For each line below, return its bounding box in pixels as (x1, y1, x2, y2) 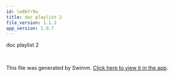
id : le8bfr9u (6, 8, 38, 15)
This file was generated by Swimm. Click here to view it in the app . (6, 65, 169, 72)
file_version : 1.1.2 (6, 20, 57, 25)
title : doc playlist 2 (6, 14, 62, 20)
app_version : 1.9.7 (6, 25, 54, 31)
